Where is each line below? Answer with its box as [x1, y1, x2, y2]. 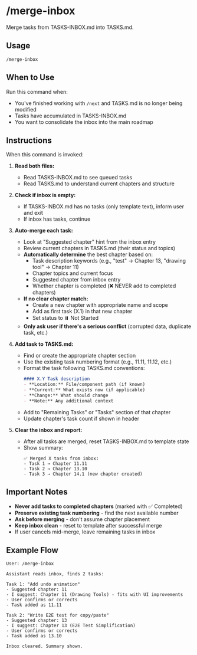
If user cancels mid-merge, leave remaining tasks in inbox [14, 528, 156, 535]
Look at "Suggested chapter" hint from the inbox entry [23, 238, 156, 245]
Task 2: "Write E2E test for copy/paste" [6, 613, 110, 618]
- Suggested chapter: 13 [6, 618, 67, 624]
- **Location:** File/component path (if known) [23, 382, 146, 388]
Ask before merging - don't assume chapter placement [14, 515, 150, 523]
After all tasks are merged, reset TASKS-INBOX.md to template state [23, 438, 190, 445]
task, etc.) [23, 329, 48, 336]
